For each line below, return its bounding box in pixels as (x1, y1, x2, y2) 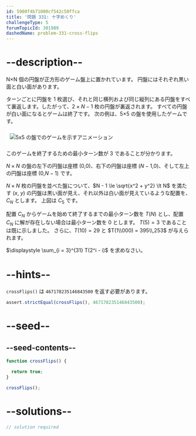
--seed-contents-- (6, 343, 76, 353)
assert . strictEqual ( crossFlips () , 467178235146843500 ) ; (6, 300, 146, 306)
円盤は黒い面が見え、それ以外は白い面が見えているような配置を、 (31, 190, 191, 197)
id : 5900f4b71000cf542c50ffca (6, 8, 80, 15)
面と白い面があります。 (6, 83, 63, 90)
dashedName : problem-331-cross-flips (6, 31, 99, 36)
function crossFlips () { (6, 359, 67, 364)
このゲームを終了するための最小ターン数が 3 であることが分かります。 (6, 150, 176, 157)
